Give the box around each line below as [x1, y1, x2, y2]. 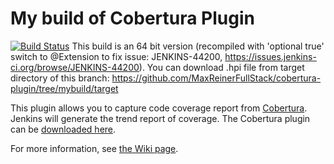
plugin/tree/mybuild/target [10, 82, 119, 94]
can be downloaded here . [10, 123, 117, 135]
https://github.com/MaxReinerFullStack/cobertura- [111, 72, 322, 84]
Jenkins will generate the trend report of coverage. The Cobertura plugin [10, 112, 311, 124]
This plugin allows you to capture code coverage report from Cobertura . [10, 102, 308, 114]
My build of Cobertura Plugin [10, 7, 255, 30]
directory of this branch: [10, 72, 110, 84]
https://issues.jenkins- [224, 50, 317, 62]
